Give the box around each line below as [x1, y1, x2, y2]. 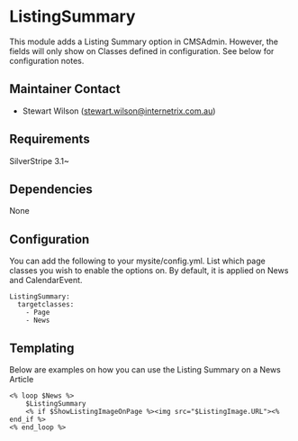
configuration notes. [9, 55, 85, 66]
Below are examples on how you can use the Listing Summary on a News [9, 364, 281, 375]
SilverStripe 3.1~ [9, 155, 70, 166]
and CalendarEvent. [9, 275, 83, 286]
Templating [9, 340, 75, 355]
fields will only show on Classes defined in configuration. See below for [9, 45, 275, 56]
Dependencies [9, 181, 93, 197]
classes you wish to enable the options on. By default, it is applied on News [9, 265, 289, 276]
